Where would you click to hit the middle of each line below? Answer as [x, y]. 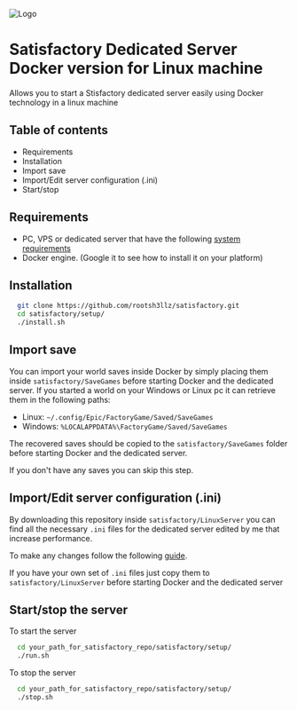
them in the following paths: [60, 399]
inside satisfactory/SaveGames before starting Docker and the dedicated [141, 381]
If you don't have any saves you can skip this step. [102, 469]
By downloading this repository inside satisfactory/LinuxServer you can [142, 519]
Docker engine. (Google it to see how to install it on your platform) [142, 257]
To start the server [43, 631]
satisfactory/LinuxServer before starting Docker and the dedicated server [146, 582]
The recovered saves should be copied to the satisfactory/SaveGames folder [148, 443]
